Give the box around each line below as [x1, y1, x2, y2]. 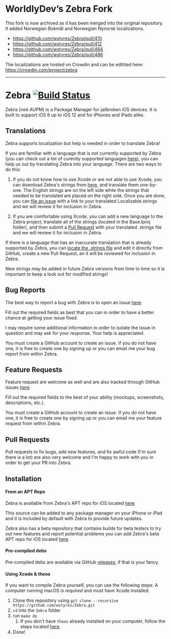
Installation [5, 474, 42, 483]
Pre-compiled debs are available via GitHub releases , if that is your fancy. [5, 559, 159, 565]
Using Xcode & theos [5, 571, 51, 577]
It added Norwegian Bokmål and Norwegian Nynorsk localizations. [5, 25, 145, 31]
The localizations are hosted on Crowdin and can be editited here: [5, 61, 144, 67]
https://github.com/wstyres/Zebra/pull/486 [12, 52, 103, 58]
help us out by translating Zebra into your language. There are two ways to [5, 161, 162, 167]
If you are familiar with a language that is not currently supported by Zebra [5, 150, 161, 156]
